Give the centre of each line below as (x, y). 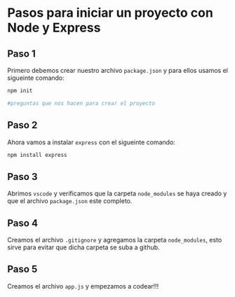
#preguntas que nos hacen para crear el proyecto (81, 103)
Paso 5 (22, 269)
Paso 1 (22, 54)
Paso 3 (22, 177)
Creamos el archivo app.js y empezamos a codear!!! (83, 286)
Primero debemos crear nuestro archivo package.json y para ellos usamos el (117, 70)
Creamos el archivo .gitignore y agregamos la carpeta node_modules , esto (115, 240)
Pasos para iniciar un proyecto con (110, 13)
